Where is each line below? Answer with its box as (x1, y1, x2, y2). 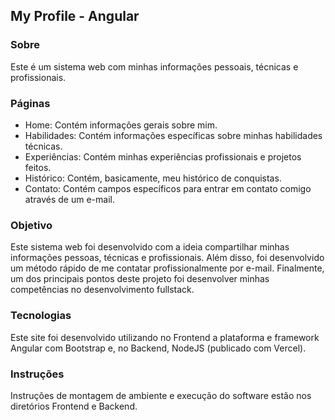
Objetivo (10, 218, 53, 232)
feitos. (24, 161, 52, 173)
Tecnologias (10, 309, 72, 323)
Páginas (10, 96, 51, 110)
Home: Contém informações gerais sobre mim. (24, 119, 218, 131)
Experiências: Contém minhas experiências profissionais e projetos (24, 150, 302, 163)
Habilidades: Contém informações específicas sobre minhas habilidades (24, 129, 323, 141)
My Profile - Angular (10, 8, 140, 25)
